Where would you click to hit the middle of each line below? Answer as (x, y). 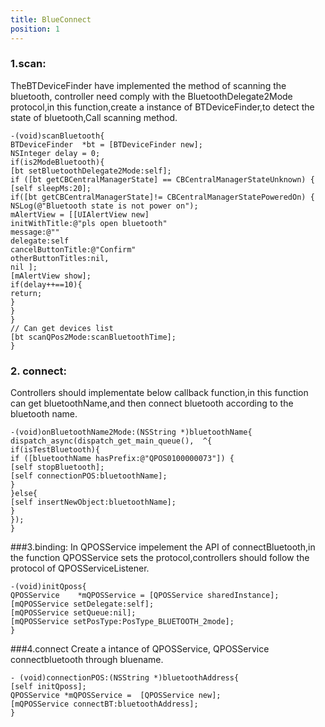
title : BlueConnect (51, 19)
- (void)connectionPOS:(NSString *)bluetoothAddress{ (125, 678)
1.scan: (28, 64)
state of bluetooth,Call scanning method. (94, 117)
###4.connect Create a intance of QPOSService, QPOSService (140, 649)
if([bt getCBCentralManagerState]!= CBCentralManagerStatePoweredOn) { (162, 197)
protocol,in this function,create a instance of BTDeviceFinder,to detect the (162, 107)
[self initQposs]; (48, 687)
